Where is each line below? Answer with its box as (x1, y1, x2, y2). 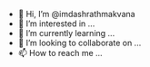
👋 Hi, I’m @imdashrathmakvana (17, 9, 135, 19)
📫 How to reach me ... (17, 48, 103, 58)
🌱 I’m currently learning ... (17, 28, 115, 38)
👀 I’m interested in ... (17, 18, 95, 29)
